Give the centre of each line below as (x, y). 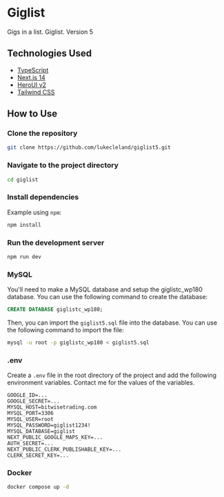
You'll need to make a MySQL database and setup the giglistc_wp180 (105, 290)
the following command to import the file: (65, 330)
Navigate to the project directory (63, 165)
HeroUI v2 (32, 85)
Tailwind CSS (36, 92)
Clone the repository (42, 134)
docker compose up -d (38, 487)
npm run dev (24, 256)
